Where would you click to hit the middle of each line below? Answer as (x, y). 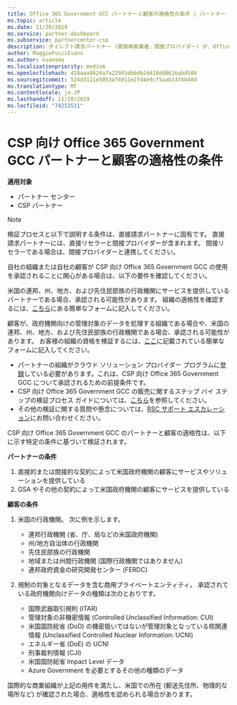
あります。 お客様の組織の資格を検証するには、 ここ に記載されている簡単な (116, 340)
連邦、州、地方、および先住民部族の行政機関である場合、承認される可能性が (119, 332)
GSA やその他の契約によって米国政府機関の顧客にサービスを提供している (123, 489)
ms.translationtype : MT (42, 86)
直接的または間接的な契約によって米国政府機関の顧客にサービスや (113, 471)
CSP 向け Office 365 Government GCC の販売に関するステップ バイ (115, 391)
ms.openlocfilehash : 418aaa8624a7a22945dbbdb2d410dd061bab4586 (102, 73)
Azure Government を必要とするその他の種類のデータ (106, 670)
